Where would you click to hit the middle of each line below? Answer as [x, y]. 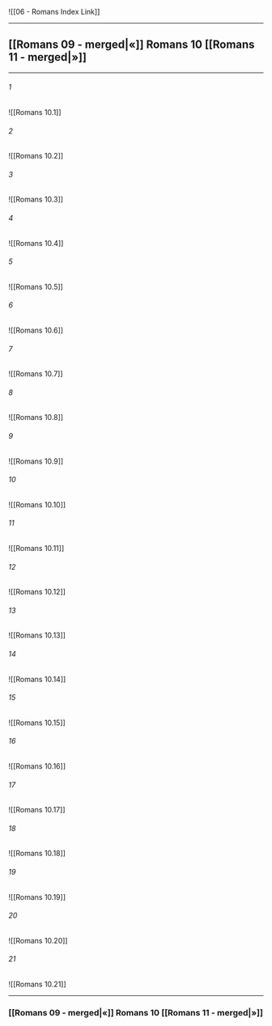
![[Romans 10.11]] [36, 549]
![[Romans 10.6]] [36, 330]
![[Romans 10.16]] [37, 766]
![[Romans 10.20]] [38, 940]
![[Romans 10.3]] [36, 199]
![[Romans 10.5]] [36, 286]
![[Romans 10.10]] [37, 504]
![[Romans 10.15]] [37, 723]
